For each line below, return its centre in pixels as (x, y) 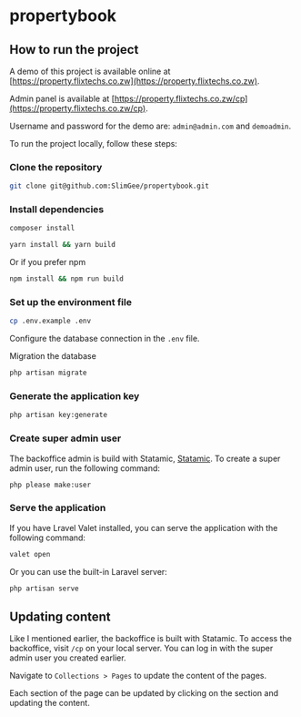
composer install (42, 229)
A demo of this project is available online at (90, 71)
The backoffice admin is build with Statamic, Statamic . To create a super (145, 458)
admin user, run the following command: (85, 468)
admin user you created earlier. (68, 658)
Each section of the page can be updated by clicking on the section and (144, 693)
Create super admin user (65, 438)
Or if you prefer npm (48, 262)
